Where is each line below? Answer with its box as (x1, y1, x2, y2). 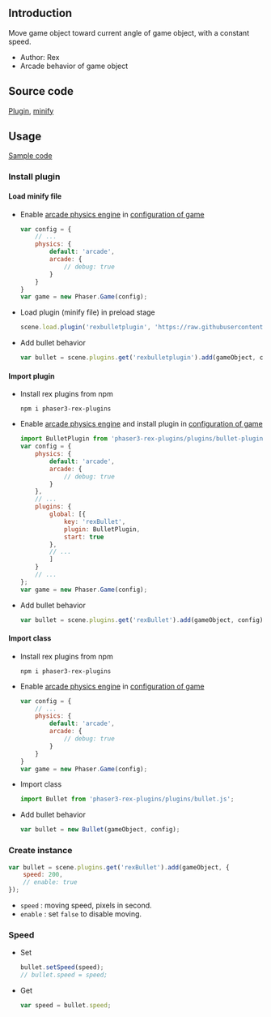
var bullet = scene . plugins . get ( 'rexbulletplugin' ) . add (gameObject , (19, 354, 256, 362)
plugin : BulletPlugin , (63, 525, 141, 534)
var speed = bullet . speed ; (19, 1002, 112, 1010)
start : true (63, 533, 104, 541)
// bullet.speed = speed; (19, 971, 108, 980)
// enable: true (23, 878, 78, 886)
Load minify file (8, 191, 62, 201)
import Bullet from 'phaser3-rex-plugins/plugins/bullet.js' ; (19, 795, 235, 804)
